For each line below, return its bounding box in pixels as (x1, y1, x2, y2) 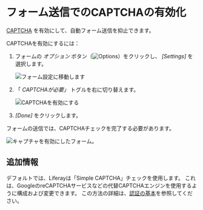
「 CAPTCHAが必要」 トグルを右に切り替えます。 (15, 86, 139, 93)
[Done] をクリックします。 (15, 112, 82, 119)
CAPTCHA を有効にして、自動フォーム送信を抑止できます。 (6, 27, 155, 34)
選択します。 (15, 60, 47, 67)
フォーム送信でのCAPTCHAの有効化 (6, 5, 187, 19)
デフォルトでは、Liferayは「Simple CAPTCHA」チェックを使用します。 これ (6, 174, 196, 181)
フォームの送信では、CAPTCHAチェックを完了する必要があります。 (6, 124, 175, 132)
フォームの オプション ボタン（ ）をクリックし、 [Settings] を (15, 52, 193, 59)
